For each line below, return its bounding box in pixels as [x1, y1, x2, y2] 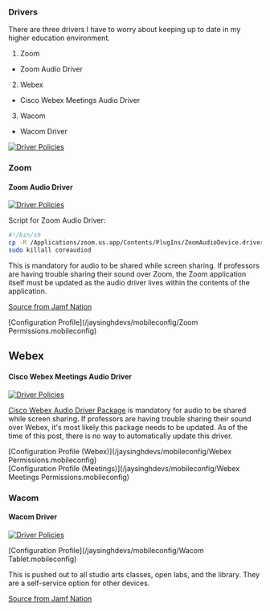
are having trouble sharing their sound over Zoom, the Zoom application [8, 269, 247, 279]
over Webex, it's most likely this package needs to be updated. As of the [8, 422, 248, 432]
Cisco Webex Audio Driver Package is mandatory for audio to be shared [8, 405, 247, 415]
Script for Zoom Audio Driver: [8, 215, 106, 225]
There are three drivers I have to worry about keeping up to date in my [8, 25, 241, 35]
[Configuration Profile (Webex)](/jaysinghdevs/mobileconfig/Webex [8, 446, 232, 456]
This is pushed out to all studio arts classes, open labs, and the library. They [8, 569, 260, 579]
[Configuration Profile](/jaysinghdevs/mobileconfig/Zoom [8, 318, 198, 327]
